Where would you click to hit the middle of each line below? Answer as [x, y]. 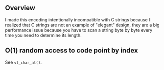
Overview [20, 8]
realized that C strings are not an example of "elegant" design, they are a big [82, 25]
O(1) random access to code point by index [71, 51]
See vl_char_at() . [23, 62]
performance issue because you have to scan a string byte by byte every [79, 30]
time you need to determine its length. [43, 35]
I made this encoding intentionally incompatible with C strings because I [78, 19]
